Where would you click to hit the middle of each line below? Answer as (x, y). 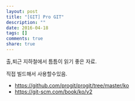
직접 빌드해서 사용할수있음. (37, 74)
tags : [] (17, 33)
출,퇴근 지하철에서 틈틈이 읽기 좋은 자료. (51, 61)
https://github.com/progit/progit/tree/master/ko (72, 85)
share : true (21, 44)
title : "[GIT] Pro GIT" (35, 17)
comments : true (25, 39)
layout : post (22, 11)
